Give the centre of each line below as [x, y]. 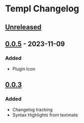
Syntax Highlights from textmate [45, 115]
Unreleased [23, 27]
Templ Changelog [42, 9]
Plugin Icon [24, 69]
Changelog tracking [32, 110]
